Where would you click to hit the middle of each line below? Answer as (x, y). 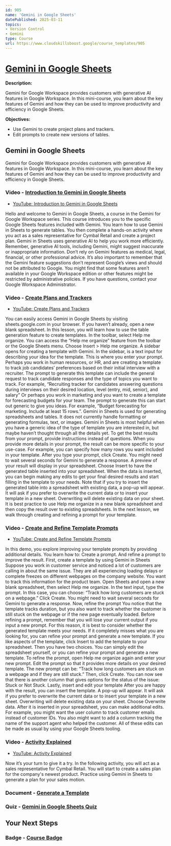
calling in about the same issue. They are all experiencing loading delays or (84, 571)
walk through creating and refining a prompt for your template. (71, 515)
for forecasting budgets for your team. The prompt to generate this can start (86, 401)
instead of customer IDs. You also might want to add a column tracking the (84, 718)
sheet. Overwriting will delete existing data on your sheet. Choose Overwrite (86, 701)
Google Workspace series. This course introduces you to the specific (78, 219)
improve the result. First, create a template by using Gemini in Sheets (78, 560)
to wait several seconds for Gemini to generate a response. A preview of (81, 460)
